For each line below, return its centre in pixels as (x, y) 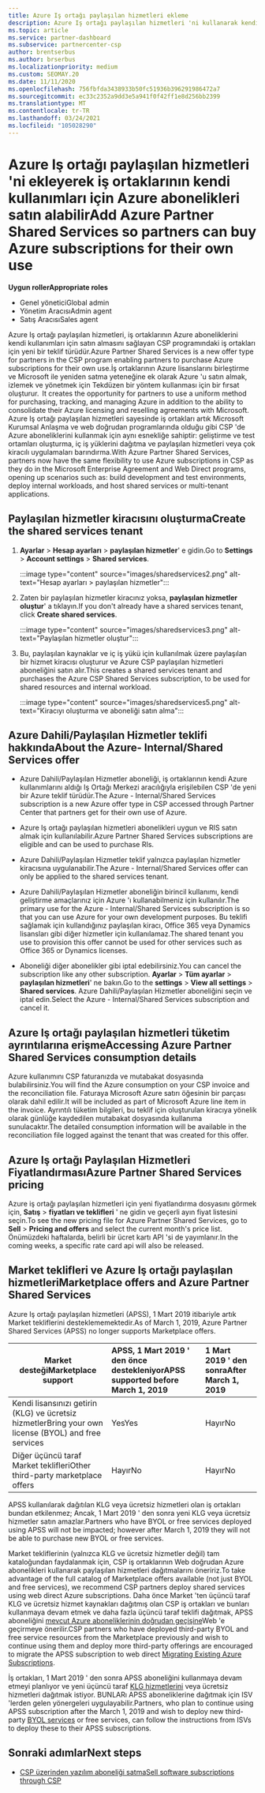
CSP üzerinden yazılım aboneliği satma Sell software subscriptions (127, 1772)
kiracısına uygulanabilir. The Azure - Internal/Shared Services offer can (134, 868)
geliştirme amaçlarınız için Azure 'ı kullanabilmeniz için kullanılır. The (129, 900)
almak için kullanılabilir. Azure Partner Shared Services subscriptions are (136, 836)
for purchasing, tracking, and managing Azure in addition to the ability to (126, 401)
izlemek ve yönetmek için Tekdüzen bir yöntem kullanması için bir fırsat (124, 384)
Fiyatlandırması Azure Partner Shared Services (125, 1172)
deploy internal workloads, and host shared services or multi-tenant (118, 486)
